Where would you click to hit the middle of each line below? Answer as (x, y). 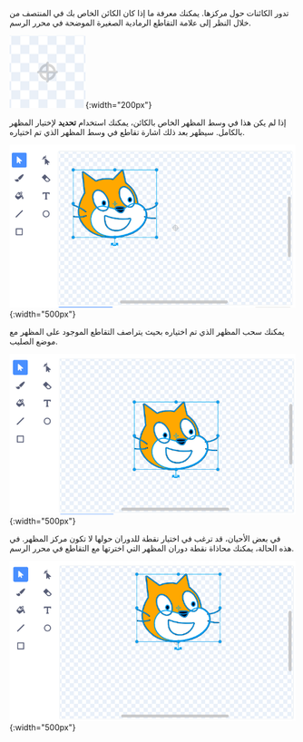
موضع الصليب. (34, 341)
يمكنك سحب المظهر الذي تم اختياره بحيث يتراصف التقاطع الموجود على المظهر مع (147, 331)
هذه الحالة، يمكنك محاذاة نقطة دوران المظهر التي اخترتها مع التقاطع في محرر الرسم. (152, 549)
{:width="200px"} (119, 105)
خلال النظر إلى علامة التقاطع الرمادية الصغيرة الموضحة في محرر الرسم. (130, 23)
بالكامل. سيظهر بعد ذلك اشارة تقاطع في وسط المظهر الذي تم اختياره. (127, 132)
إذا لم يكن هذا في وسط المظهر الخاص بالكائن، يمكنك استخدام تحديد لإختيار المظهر (148, 122)
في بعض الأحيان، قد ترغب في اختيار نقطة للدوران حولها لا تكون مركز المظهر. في (145, 539)
